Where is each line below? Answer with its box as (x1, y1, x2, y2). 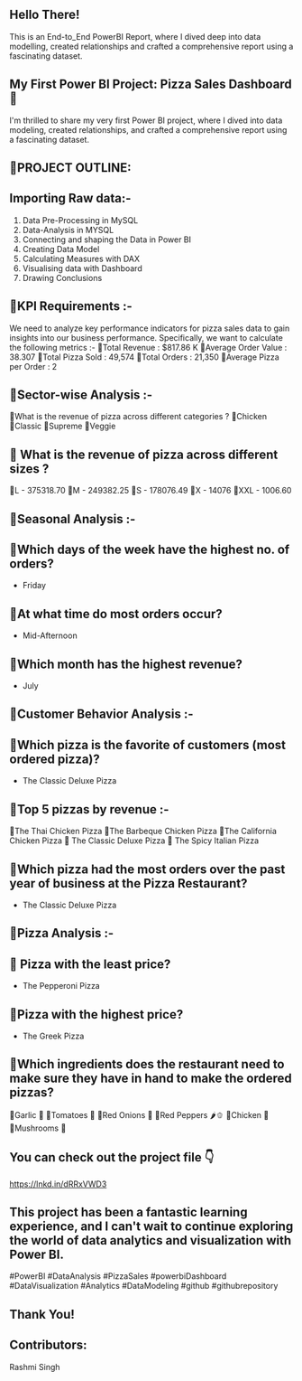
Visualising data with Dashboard (22, 262, 142, 274)
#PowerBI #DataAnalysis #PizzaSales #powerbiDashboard (9, 1271, 227, 1282)
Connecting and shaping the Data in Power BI (22, 234, 192, 245)
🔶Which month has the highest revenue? (9, 656, 243, 672)
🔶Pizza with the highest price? (9, 1007, 184, 1022)
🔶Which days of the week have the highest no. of (9, 542, 290, 558)
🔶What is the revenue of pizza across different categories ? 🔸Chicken (9, 411, 268, 422)
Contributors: (9, 1338, 87, 1353)
